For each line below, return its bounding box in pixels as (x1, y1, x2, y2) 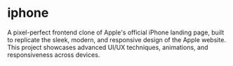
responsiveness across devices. (7, 51, 100, 59)
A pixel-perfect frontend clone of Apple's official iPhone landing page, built (7, 28, 225, 37)
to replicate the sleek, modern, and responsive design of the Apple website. (7, 35, 227, 44)
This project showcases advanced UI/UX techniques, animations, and (7, 43, 208, 51)
